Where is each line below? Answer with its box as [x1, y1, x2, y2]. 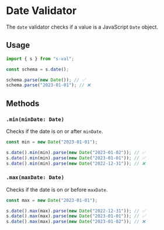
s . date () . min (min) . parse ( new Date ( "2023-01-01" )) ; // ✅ [6, 155, 146, 161]
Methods [6, 98, 40, 109]
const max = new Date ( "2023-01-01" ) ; [6, 197, 98, 203]
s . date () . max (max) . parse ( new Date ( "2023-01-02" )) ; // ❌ [6, 219, 146, 225]
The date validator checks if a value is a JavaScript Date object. [6, 23, 159, 30]
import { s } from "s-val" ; [6, 55, 75, 62]
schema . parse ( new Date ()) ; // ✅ [6, 77, 86, 83]
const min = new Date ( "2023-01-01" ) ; [6, 139, 98, 145]
